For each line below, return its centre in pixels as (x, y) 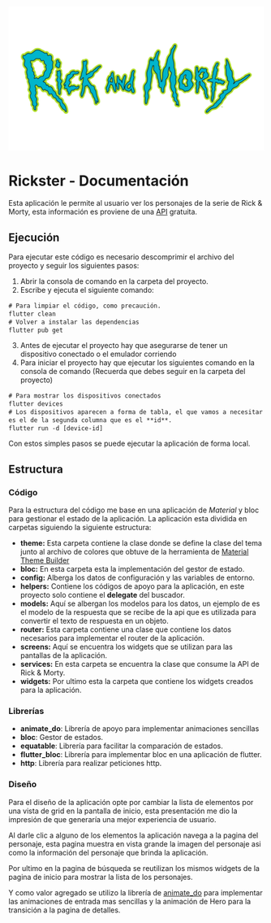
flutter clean (32, 314)
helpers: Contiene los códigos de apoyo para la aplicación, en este (132, 586)
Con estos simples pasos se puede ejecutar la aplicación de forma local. (129, 444)
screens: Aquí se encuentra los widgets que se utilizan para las (126, 647)
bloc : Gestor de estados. (62, 738)
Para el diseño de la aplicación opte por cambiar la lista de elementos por (131, 802)
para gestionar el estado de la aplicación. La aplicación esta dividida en (128, 518)
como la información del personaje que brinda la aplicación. (108, 852)
